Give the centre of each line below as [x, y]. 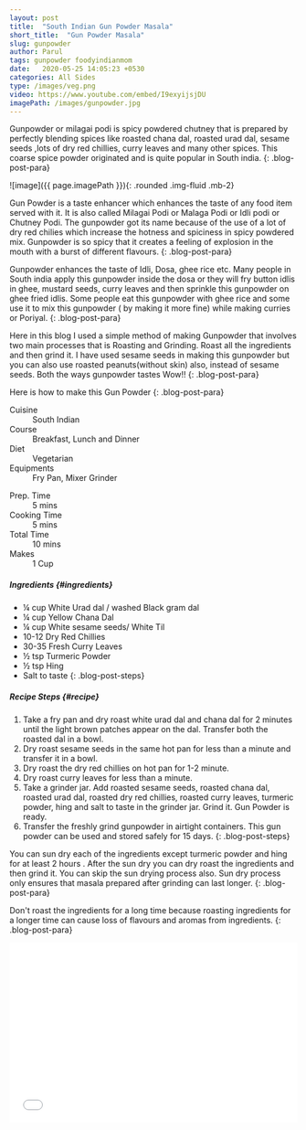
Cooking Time [36, 515]
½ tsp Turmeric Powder [67, 656]
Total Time [30, 535]
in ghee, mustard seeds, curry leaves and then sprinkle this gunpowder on [149, 289]
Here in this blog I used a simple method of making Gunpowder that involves [153, 336]
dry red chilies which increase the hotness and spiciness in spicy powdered [152, 232]
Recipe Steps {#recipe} [54, 697]
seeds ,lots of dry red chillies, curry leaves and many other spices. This [144, 148]
